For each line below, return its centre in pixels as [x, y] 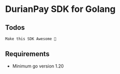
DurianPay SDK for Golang [60, 9]
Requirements [27, 54]
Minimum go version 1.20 [38, 66]
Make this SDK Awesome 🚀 [31, 39]
